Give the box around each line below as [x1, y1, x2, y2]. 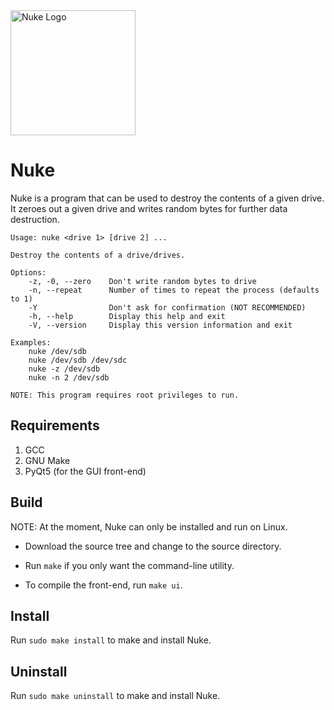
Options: [10, 267, 47, 278]
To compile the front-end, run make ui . [24, 579, 183, 591]
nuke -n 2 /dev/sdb [28, 372, 110, 383]
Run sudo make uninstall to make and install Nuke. [10, 690, 221, 702]
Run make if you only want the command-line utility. [24, 559, 235, 571]
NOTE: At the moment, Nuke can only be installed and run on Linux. [10, 520, 288, 533]
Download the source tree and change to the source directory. [24, 540, 282, 552]
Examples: [10, 337, 52, 348]
